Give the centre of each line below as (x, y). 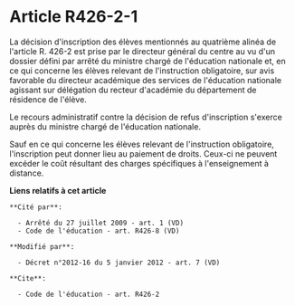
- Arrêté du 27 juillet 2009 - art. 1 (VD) (100, 223)
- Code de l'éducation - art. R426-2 (89, 294)
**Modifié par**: (42, 246)
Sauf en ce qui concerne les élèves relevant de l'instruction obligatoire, (142, 144)
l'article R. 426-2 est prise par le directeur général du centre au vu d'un (143, 51)
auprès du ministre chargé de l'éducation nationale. (105, 126)
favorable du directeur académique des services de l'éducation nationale (146, 80)
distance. (27, 173)
